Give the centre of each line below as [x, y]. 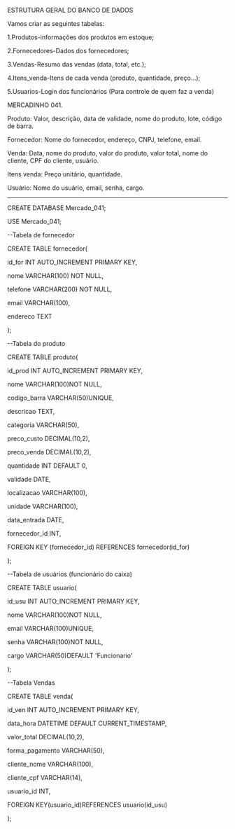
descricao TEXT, [31, 411]
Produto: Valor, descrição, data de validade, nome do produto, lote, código [115, 119]
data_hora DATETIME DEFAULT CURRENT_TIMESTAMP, [87, 723]
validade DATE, [29, 479]
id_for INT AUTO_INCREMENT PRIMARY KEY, [72, 262]
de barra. [20, 126]
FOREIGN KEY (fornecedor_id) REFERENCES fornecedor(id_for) [99, 547]
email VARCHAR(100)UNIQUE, [51, 628]
